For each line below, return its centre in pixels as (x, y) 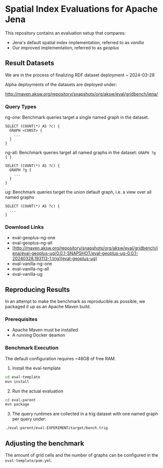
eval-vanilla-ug (27, 274)
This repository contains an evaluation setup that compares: (65, 33)
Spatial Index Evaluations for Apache (81, 9)
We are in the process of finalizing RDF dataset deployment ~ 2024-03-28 (80, 75)
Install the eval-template (36, 368)
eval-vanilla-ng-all (31, 269)
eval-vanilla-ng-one (32, 264)
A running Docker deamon (39, 335)
